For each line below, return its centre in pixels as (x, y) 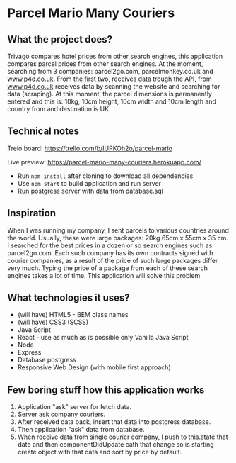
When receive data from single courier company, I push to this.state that (123, 437)
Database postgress (47, 360)
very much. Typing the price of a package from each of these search (108, 268)
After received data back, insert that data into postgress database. (114, 422)
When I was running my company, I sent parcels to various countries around (118, 230)
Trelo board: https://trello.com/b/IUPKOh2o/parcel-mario (90, 148)
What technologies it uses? (69, 298)
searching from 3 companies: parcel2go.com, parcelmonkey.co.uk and (110, 71)
